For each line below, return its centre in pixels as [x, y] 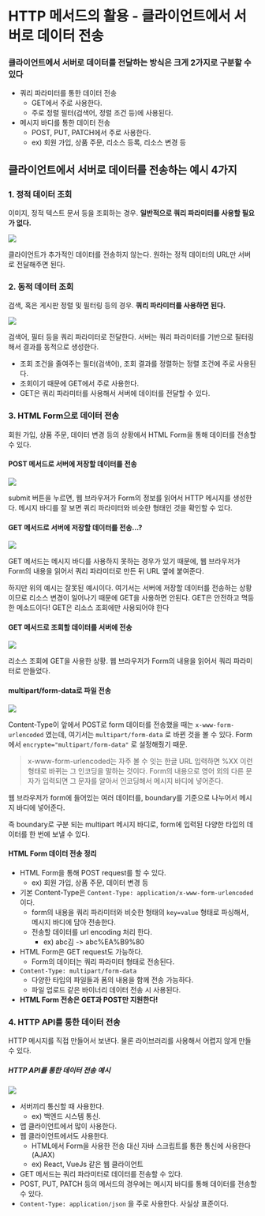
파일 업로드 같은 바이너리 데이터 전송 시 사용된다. [106, 989]
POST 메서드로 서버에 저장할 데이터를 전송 [73, 464]
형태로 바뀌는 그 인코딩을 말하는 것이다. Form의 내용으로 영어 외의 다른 [136, 770]
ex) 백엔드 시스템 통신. [66, 1116]
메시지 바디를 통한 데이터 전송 [65, 122]
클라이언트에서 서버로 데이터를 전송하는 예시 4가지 [123, 169]
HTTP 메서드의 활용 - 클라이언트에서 [119, 16]
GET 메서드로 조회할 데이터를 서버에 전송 [70, 627]
